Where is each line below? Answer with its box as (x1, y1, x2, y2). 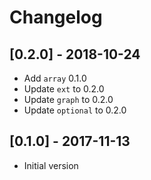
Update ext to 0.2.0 (23, 83, 105, 95)
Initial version (23, 159, 79, 171)
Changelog (9, 6, 103, 29)
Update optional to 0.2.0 (23, 104, 127, 116)
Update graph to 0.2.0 (23, 94, 114, 105)
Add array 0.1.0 (23, 72, 87, 84)
